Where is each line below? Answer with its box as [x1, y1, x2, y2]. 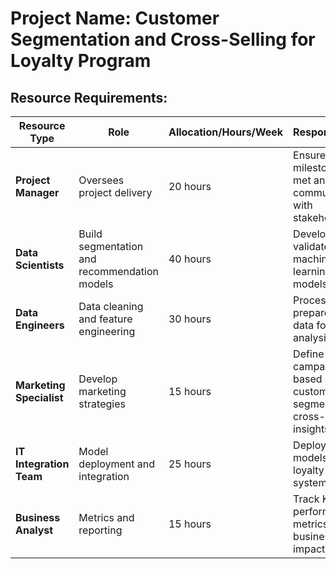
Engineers [15, 318, 65, 332]
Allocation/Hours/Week [168, 125, 284, 139]
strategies [78, 397, 126, 411]
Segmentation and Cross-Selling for [10, 28, 316, 51]
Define [293, 347, 325, 361]
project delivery [78, 186, 153, 199]
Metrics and [78, 511, 135, 524]
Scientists [15, 258, 65, 272]
